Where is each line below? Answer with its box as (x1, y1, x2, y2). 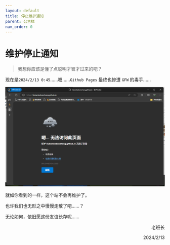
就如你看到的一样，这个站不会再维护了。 (5, 192, 90, 198)
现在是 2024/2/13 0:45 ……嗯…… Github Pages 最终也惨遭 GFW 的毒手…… (5, 76, 151, 83)
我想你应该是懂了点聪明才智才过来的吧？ (17, 66, 102, 72)
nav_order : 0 (5, 24, 33, 29)
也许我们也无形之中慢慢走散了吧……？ (5, 203, 84, 209)
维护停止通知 (5, 48, 59, 60)
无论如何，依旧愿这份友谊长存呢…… (5, 214, 80, 220)
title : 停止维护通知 (5, 13, 44, 19)
